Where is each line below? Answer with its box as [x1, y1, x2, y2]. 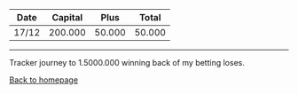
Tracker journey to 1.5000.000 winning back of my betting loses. [9, 58, 246, 67]
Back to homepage [9, 74, 78, 85]
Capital [51, 12, 83, 23]
